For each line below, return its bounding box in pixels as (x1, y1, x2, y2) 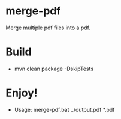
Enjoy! (5, 86, 38, 100)
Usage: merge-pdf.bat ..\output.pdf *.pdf (14, 106, 115, 113)
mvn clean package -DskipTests (14, 65, 94, 72)
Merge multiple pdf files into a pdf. (5, 24, 91, 31)
